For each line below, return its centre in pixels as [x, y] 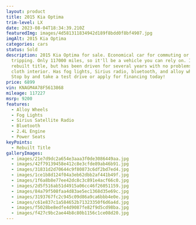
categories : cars [27, 45]
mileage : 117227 [26, 93]
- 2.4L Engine [28, 132]
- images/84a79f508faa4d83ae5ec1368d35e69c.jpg [70, 191]
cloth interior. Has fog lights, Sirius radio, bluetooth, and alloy [97, 71]
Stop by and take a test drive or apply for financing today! [88, 77]
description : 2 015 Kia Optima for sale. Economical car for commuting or [98, 55]
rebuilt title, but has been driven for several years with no [90, 66]
